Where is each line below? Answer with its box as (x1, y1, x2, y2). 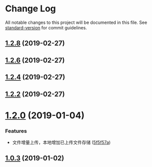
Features (5, 127, 27, 134)
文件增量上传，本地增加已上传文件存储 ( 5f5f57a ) (12, 139, 111, 145)
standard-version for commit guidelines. (5, 24, 87, 30)
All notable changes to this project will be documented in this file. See (5, 19, 148, 25)
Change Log (5, 3, 56, 14)
